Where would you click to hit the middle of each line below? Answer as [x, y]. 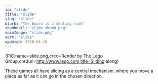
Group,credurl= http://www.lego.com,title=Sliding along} [62, 61]
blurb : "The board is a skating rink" [45, 23]
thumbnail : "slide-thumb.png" [36, 28]
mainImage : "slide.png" [30, 33]
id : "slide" [17, 10]
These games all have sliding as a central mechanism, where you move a [79, 71]
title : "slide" [21, 14]
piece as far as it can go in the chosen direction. [54, 76]
